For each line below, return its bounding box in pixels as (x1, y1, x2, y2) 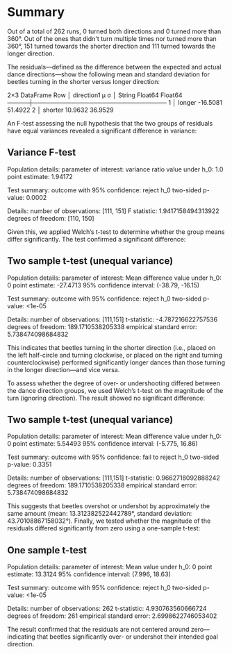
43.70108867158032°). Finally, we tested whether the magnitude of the (7, 517, 211, 525)
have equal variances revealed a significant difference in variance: (7, 126, 197, 135)
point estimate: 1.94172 (7, 172, 73, 181)
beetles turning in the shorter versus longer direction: (7, 77, 160, 85)
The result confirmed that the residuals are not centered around (7, 626, 190, 634)
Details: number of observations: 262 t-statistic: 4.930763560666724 (7, 605, 207, 613)
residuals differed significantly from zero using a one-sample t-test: (7, 524, 201, 533)
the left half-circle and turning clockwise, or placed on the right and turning (7, 351, 223, 359)
